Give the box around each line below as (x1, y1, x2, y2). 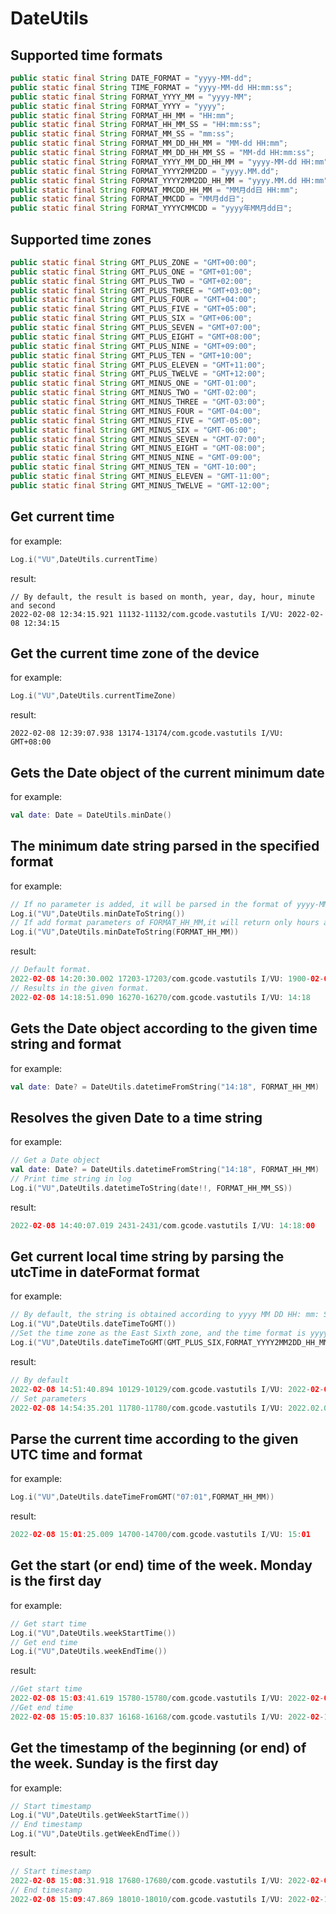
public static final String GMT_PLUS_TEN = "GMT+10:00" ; (10, 350, 253, 361)
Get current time (10, 508, 115, 526)
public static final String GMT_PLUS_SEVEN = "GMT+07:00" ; (10, 323, 262, 333)
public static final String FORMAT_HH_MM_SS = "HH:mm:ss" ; (10, 120, 262, 130)
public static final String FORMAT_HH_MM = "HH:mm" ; (10, 110, 235, 121)
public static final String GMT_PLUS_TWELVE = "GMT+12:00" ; (10, 369, 267, 379)
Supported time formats (10, 47, 163, 64)
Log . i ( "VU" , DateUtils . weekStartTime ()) (10, 1628, 177, 1638)
